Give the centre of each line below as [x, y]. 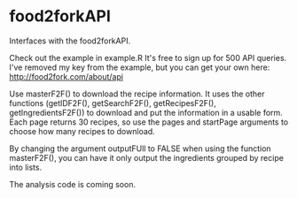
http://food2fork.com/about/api [66, 76]
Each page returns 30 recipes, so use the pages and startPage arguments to [149, 122]
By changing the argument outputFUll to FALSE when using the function [141, 148]
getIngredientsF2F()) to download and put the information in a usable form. [146, 112]
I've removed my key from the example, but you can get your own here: [140, 67]
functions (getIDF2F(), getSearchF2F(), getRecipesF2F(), [113, 103]
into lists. [26, 167]
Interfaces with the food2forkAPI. [70, 41]
